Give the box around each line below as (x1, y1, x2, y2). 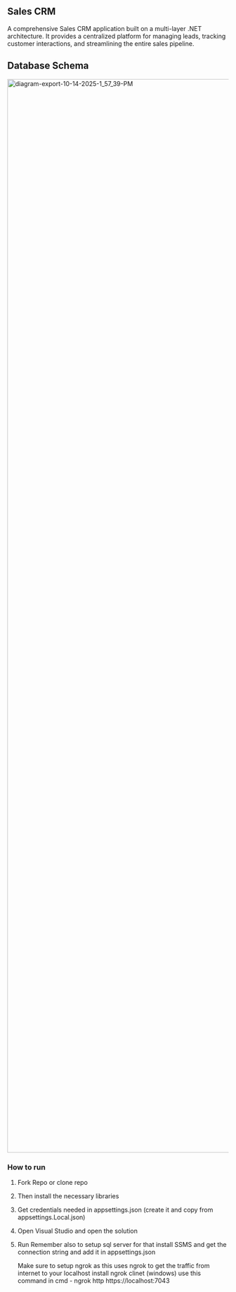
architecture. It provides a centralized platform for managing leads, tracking (7, 32, 226, 40)
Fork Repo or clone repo (17, 1178, 88, 1186)
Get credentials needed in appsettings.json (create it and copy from (17, 1205, 214, 1214)
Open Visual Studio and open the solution (17, 1226, 138, 1235)
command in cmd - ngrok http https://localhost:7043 (17, 1276, 170, 1285)
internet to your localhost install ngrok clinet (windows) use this (17, 1269, 202, 1277)
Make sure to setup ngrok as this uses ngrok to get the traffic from (17, 1261, 210, 1269)
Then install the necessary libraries (17, 1191, 119, 1200)
